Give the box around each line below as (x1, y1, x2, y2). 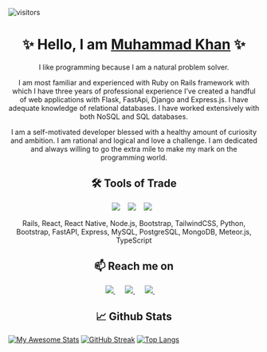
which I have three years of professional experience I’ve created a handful (11, 86, 257, 96)
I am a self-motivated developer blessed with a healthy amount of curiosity (10, 127, 257, 136)
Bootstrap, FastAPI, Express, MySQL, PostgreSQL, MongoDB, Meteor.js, (16, 227, 252, 236)
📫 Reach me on (94, 259, 174, 273)
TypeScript (116, 235, 152, 245)
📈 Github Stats (95, 310, 173, 323)
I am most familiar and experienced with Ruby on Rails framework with (18, 77, 249, 87)
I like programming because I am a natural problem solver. (38, 62, 230, 72)
